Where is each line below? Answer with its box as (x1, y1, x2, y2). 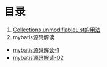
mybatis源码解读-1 (12, 46, 59, 54)
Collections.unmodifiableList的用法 (12, 26, 101, 33)
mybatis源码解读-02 (12, 54, 64, 61)
